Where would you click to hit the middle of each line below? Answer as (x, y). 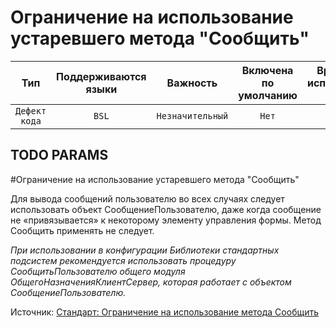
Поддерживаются (101, 76)
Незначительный (192, 115)
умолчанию (268, 95)
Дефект (31, 110)
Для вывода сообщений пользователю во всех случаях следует (147, 198)
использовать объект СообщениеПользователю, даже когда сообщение (166, 209)
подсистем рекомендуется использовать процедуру (123, 260)
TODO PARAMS (59, 155)
